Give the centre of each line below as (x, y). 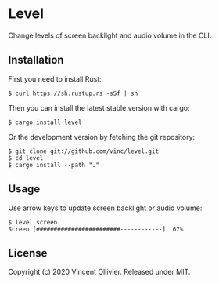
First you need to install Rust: (55, 78)
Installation (36, 60)
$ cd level (26, 158)
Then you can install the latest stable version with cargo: (99, 107)
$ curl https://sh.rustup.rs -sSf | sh (73, 93)
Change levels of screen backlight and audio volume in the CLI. (110, 35)
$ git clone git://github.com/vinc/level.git (83, 151)
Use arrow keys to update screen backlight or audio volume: (105, 208)
